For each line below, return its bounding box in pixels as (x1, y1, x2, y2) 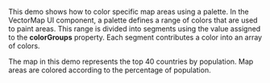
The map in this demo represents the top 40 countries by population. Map (8, 56, 254, 66)
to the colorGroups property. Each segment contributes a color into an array (8, 32, 263, 42)
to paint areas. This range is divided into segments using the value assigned (8, 24, 261, 33)
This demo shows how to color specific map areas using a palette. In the (8, 7, 249, 16)
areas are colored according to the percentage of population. (8, 65, 211, 75)
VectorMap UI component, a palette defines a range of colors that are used (8, 15, 258, 25)
